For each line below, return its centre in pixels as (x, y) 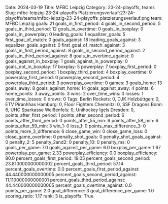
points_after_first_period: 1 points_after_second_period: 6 (65, 115)
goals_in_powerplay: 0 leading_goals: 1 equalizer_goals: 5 (65, 34)
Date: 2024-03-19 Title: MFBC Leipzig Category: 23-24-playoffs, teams (80, 7)
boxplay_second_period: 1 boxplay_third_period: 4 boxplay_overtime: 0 (79, 72)
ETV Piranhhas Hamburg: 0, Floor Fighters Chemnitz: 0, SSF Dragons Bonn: (84, 104)
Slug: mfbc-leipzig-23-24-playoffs (41, 13)
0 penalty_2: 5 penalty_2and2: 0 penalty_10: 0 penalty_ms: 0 (68, 142)
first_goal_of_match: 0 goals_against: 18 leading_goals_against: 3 (73, 40)
